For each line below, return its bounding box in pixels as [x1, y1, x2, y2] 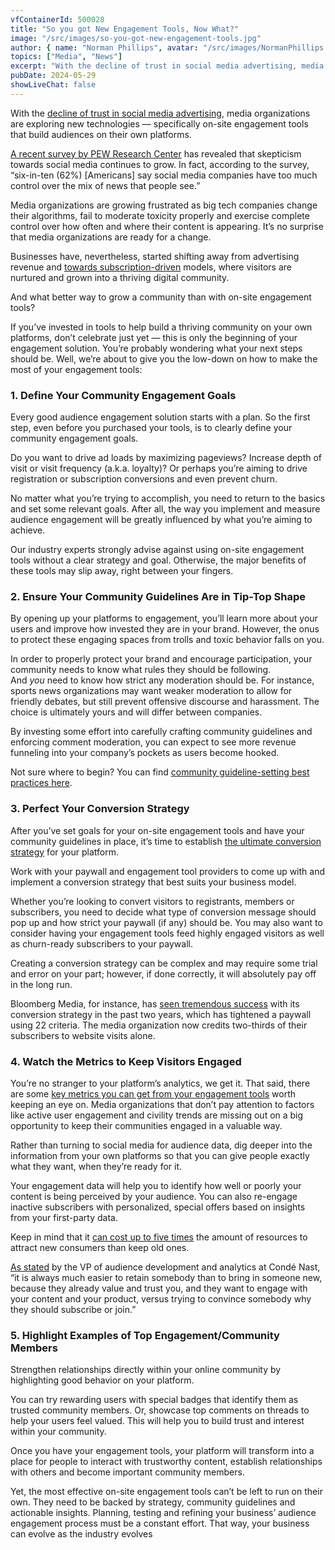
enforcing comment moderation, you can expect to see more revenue [10, 736, 297, 748]
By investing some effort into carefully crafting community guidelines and [10, 726, 313, 738]
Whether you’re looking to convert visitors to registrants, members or [10, 895, 295, 907]
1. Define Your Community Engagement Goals [10, 388, 237, 402]
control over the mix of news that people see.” [10, 179, 201, 191]
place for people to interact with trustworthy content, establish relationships [10, 1456, 323, 1468]
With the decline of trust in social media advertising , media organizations [10, 107, 311, 119]
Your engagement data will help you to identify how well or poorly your [10, 1179, 302, 1191]
